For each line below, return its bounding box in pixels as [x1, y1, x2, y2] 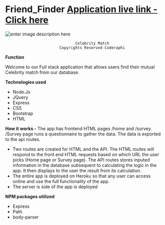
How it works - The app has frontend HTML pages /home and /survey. [5, 125, 152, 131]
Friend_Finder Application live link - [5, 4, 158, 15]
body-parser [12, 214, 39, 220]
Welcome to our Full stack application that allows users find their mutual [5, 64, 155, 70]
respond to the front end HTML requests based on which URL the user [12, 151, 159, 157]
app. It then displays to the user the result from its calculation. [12, 167, 141, 173]
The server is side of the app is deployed [12, 184, 98, 190]
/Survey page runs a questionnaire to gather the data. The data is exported [5, 130, 161, 137]
